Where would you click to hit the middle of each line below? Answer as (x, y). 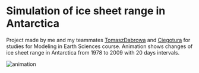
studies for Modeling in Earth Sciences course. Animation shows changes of (99, 46)
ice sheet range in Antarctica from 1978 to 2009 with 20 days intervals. (93, 52)
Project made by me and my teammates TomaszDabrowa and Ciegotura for (98, 40)
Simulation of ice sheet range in (86, 11)
